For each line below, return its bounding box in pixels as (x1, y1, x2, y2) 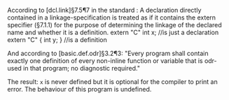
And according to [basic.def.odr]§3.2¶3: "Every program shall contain (7, 49, 209, 57)
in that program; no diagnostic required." (23, 64, 140, 72)
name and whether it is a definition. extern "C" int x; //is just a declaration (7, 28, 219, 36)
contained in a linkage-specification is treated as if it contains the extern (7, 13, 216, 22)
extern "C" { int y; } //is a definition (7, 36, 107, 44)
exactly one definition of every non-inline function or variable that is (7, 57, 203, 65)
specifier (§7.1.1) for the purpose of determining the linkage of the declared (7, 21, 222, 29)
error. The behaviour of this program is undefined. (7, 85, 152, 93)
